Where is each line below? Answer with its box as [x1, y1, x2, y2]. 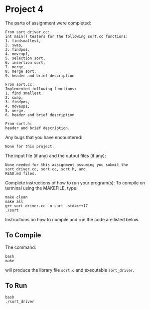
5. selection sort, [5, 56, 46, 61]
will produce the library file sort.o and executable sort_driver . [5, 267, 135, 273]
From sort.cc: [5, 82, 35, 87]
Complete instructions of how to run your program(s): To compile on [5, 179, 146, 185]
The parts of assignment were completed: [5, 20, 91, 26]
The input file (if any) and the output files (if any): [5, 153, 106, 158]
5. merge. [5, 108, 26, 113]
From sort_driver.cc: [5, 29, 50, 34]
